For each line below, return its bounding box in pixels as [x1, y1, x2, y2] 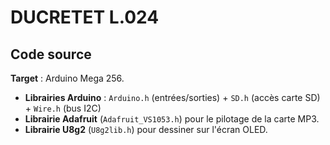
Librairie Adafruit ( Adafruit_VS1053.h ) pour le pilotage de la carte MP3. [24, 113, 320, 125]
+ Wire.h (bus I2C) [24, 102, 102, 114]
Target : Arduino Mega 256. [10, 72, 125, 84]
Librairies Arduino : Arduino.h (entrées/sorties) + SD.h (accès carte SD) [24, 92, 321, 103]
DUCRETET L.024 [10, 6, 160, 29]
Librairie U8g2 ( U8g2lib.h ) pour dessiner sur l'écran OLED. [24, 124, 268, 135]
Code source [10, 46, 92, 63]
